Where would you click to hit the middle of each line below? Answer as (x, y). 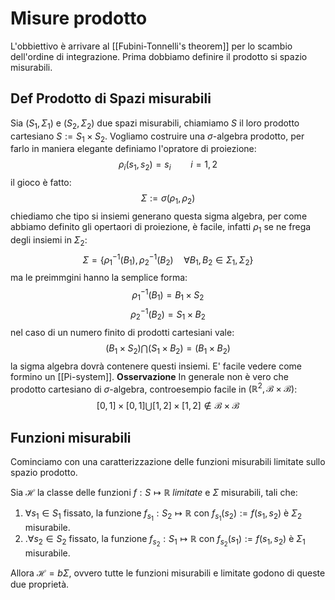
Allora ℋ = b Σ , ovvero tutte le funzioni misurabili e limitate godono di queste (168, 573)
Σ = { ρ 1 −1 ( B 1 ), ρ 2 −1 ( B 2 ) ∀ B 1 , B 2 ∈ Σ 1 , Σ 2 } (168, 259)
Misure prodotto (79, 18)
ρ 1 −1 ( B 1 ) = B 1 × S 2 (168, 295)
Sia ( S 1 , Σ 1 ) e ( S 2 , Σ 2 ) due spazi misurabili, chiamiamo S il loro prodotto (155, 124)
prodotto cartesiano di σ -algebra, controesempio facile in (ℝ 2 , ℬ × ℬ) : (154, 388)
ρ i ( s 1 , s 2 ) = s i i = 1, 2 (168, 165)
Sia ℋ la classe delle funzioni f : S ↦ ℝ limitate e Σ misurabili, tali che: (154, 493)
